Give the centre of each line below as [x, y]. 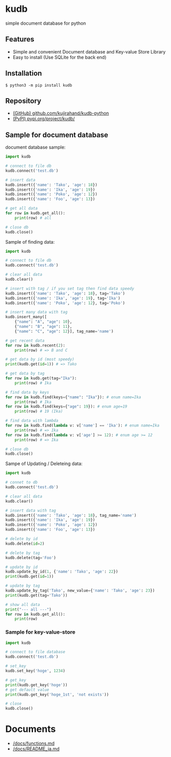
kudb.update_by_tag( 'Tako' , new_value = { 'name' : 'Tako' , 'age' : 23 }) [80, 591]
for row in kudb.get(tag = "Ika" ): [41, 378]
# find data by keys [27, 392]
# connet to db [22, 483]
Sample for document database [57, 135]
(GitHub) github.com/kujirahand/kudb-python [61, 113]
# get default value [27, 690]
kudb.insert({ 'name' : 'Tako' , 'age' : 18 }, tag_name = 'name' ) [71, 515]
